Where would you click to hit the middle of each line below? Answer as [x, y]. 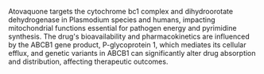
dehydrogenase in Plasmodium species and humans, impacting [112, 20]
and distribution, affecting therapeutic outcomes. [88, 61]
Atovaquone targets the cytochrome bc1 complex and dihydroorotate [120, 11]
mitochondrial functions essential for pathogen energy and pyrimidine [122, 28]
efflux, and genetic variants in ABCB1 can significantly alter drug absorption [132, 53]
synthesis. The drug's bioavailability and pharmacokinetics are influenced [129, 36]
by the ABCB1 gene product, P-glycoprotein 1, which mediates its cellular [127, 45]
